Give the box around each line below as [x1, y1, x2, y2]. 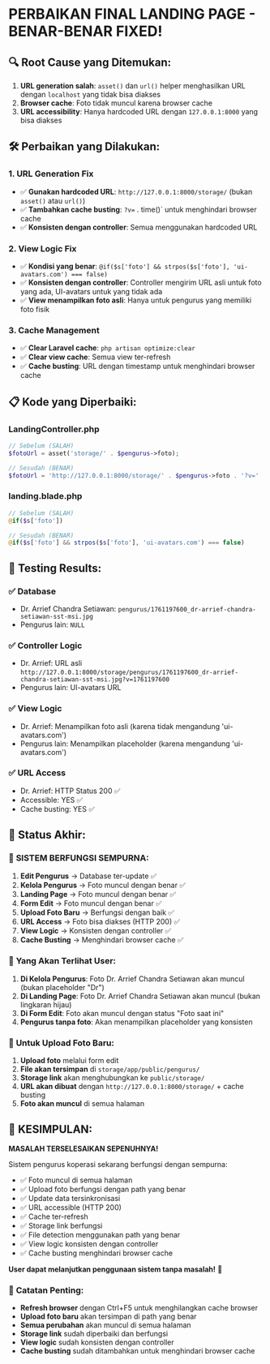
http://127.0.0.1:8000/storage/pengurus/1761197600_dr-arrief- [19, 668, 239, 677]
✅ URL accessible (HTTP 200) [19, 1202, 122, 1212]
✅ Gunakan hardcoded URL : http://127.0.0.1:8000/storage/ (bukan [19, 187, 253, 196]
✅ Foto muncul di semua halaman [19, 1175, 133, 1185]
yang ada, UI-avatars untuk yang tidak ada [19, 286, 163, 296]
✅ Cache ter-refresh [19, 1212, 89, 1221]
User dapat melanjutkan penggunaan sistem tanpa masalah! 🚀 [8, 1264, 223, 1274]
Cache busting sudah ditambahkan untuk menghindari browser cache [19, 1346, 255, 1356]
